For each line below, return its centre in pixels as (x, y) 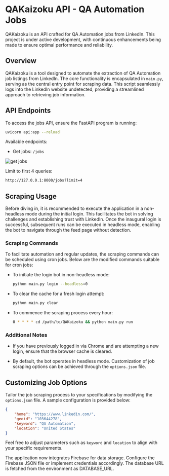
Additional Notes (26, 335)
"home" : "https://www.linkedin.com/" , (55, 414)
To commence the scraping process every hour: (62, 313)
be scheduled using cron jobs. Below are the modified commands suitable (82, 260)
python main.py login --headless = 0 (50, 284)
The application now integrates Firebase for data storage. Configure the (80, 458)
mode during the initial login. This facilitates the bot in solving (89, 214)
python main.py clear (35, 303)
